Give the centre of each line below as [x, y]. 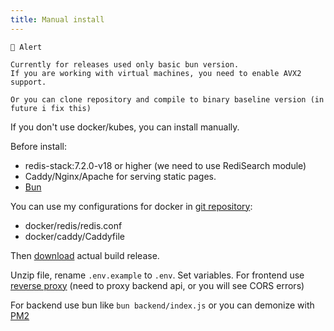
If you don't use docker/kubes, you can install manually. [125, 127]
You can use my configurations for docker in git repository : [131, 206]
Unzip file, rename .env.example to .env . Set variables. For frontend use [157, 275]
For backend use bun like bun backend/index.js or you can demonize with [162, 305]
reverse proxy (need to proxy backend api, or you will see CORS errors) [157, 285]
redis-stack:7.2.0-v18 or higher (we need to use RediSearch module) [165, 165]
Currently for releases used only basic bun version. [125, 64]
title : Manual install [57, 19]
